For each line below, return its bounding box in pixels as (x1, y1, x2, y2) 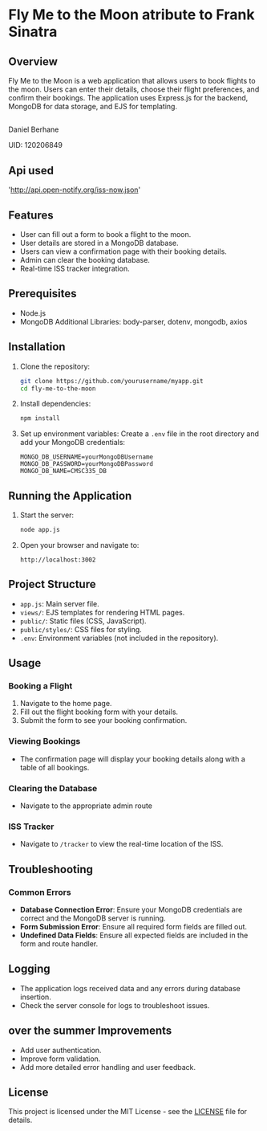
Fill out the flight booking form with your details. (19, 707, 179, 717)
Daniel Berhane (8, 125, 59, 134)
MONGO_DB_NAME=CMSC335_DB (19, 468, 107, 476)
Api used (8, 163, 55, 178)
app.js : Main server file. (19, 598, 99, 608)
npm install (19, 414, 60, 423)
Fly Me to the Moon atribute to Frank (8, 6, 255, 24)
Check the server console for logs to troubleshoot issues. (19, 1000, 210, 1010)
